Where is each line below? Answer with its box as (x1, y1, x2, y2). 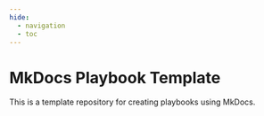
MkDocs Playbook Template (9, 67, 221, 88)
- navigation (17, 21, 66, 30)
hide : (9, 12, 29, 22)
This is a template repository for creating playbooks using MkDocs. (9, 97, 256, 107)
